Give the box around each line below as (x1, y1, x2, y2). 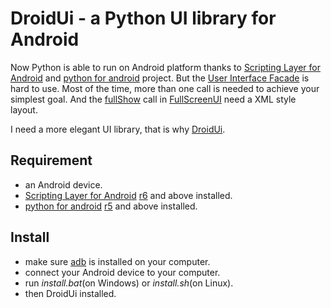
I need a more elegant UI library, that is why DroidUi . (10, 123, 226, 135)
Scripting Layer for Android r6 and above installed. (24, 189, 233, 201)
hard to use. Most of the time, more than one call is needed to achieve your (10, 82, 320, 94)
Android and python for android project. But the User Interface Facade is (10, 72, 310, 84)
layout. (10, 103, 38, 116)
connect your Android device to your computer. (24, 266, 221, 278)
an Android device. (24, 178, 103, 191)
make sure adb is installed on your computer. (24, 255, 211, 267)
